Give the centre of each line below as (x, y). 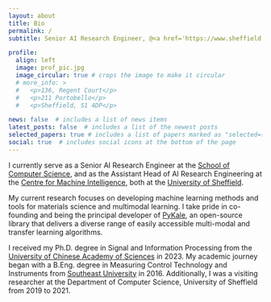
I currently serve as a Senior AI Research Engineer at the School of (119, 165)
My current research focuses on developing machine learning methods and (133, 197)
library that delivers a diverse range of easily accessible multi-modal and (129, 223)
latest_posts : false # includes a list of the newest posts (113, 127)
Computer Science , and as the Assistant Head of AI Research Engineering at (135, 173)
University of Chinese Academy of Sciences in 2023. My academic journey (133, 256)
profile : (23, 53)
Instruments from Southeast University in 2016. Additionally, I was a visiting (133, 273)
